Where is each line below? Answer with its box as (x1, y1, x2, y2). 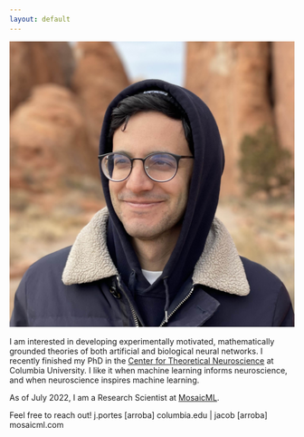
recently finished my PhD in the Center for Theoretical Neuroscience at (9, 354, 274, 366)
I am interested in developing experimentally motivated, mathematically (9, 335, 275, 346)
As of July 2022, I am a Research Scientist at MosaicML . (9, 392, 220, 403)
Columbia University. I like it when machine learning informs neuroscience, (9, 364, 288, 375)
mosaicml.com (9, 419, 64, 430)
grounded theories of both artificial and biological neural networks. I (9, 345, 263, 356)
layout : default (9, 15, 71, 24)
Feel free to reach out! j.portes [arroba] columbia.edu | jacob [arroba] (9, 409, 269, 421)
